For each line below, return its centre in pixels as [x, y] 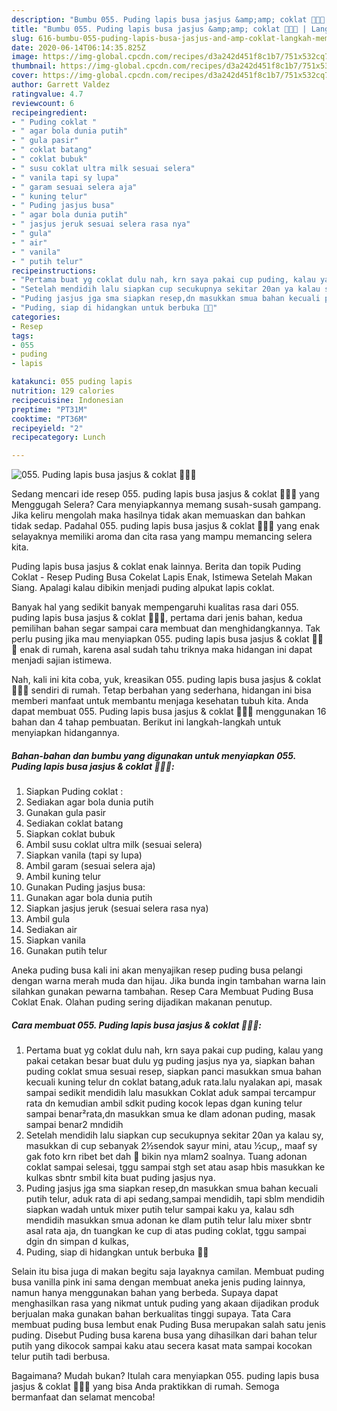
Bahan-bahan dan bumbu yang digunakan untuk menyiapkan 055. [153, 755]
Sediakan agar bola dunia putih [89, 802]
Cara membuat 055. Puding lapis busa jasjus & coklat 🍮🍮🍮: [137, 1025]
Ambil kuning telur [63, 877]
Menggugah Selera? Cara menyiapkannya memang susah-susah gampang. [166, 505]
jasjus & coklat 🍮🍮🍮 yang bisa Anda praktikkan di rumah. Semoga [145, 1387]
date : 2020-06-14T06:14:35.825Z [78, 47]
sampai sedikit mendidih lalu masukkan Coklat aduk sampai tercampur [171, 1093]
